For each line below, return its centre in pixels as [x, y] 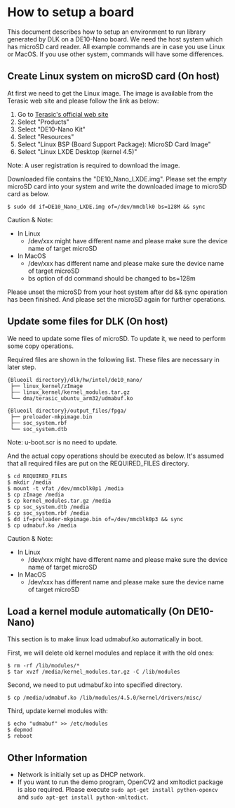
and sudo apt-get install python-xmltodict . [83, 797]
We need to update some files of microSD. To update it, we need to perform [116, 338]
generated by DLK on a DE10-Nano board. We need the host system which [115, 39]
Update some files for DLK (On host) [88, 322]
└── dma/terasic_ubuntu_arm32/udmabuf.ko [72, 398]
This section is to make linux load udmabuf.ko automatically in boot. [105, 639]
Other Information [47, 758]
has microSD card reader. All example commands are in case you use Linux [116, 46]
